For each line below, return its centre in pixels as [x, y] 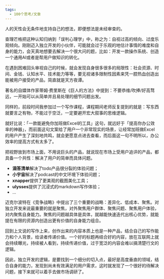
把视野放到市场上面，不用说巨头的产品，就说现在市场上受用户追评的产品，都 [82, 152]
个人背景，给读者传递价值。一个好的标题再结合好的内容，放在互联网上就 [86, 237]
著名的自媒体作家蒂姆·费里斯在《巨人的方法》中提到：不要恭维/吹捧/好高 [78, 90]
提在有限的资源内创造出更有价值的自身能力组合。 [54, 220]
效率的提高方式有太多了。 [31, 141]
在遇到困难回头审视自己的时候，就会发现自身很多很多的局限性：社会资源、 [80, 68]
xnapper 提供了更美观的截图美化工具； [51, 180]
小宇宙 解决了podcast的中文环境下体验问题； [57, 174]
